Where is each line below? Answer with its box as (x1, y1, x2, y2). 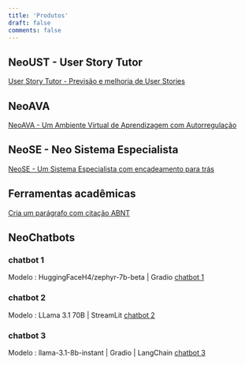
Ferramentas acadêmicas (8, 187, 136, 201)
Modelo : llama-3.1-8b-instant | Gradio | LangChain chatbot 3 (8, 348, 206, 357)
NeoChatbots (8, 231, 76, 245)
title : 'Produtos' (8, 11, 69, 20)
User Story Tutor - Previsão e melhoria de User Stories (8, 77, 185, 86)
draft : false (8, 19, 51, 27)
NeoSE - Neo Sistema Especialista (8, 143, 179, 156)
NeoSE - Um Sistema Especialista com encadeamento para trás (8, 164, 215, 174)
